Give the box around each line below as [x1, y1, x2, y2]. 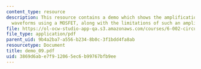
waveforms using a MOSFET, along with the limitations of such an [11, 20, 181, 26]
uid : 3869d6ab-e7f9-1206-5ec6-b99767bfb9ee [6, 53, 117, 59]
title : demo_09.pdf [6, 48, 55, 54]
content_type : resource [6, 8, 66, 15]
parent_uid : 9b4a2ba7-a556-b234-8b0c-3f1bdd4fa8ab [6, 37, 135, 43]
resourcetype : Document [6, 43, 66, 49]
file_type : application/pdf [6, 31, 77, 37]
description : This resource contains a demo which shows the [6, 14, 162, 20]
